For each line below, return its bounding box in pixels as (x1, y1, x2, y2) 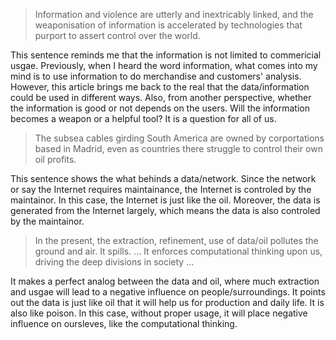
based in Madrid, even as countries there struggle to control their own (34, 143, 323, 154)
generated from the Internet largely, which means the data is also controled (10, 205, 321, 216)
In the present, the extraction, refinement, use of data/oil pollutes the (34, 235, 319, 246)
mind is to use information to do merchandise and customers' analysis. (10, 70, 302, 82)
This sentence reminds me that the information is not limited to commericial (10, 49, 322, 61)
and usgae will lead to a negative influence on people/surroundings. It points (10, 286, 326, 298)
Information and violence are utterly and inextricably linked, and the (34, 9, 314, 20)
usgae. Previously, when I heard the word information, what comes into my (10, 60, 318, 71)
